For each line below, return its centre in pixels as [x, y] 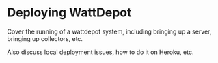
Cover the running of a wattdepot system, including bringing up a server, [109, 32]
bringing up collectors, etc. [45, 38]
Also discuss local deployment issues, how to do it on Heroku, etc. [100, 52]
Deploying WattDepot [69, 13]
